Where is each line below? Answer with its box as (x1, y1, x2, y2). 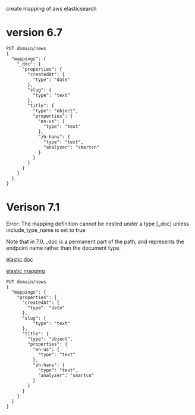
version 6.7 (6, 26, 63, 39)
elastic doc (6, 256, 33, 263)
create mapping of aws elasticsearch (6, 5, 97, 12)
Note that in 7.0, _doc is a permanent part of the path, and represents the (6, 238, 184, 245)
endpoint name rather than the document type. (6, 244, 121, 251)
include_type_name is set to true (6, 226, 86, 234)
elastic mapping (6, 267, 46, 274)
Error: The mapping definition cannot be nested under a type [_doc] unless (6, 220, 189, 227)
